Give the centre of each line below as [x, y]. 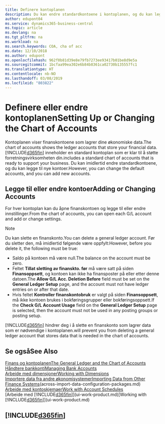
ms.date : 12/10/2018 [26, 51]
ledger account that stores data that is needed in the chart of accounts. [77, 336]
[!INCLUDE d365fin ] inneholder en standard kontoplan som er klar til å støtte [82, 152]
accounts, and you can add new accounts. [48, 174]
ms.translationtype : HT [29, 70]
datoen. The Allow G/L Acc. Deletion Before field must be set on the [81, 279]
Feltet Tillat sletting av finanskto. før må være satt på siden [73, 269]
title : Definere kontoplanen [35, 10]
